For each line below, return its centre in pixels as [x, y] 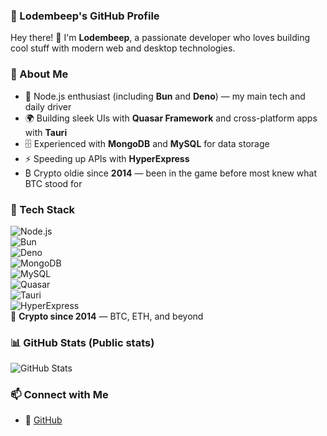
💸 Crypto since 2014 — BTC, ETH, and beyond [107, 316]
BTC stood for [53, 183]
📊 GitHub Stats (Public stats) [82, 342]
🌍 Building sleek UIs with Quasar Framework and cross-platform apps [171, 118]
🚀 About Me [39, 74]
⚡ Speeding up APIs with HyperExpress [107, 158]
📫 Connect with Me [59, 395]
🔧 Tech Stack [43, 209]
